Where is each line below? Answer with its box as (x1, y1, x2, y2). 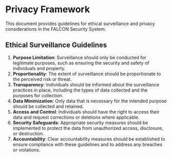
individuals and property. (12, 65, 66, 71)
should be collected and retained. (12, 103, 84, 109)
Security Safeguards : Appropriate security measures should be (12, 119, 148, 126)
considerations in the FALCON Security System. (5, 26, 106, 32)
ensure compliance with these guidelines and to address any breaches (12, 141, 163, 147)
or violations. (12, 147, 41, 153)
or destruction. (12, 130, 45, 137)
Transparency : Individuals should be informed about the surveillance (12, 81, 160, 87)
